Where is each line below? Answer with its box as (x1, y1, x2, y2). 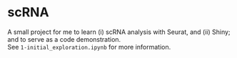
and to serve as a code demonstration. (7, 35, 121, 43)
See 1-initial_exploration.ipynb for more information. (7, 42, 171, 51)
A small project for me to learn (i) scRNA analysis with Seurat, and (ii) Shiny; (7, 28, 231, 36)
